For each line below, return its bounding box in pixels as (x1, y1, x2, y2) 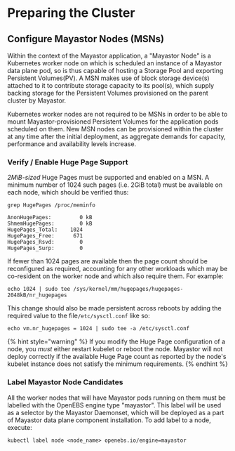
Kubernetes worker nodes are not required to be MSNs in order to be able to (7, 110, 228, 118)
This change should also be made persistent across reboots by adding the (7, 304, 222, 313)
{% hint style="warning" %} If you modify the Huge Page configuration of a (7, 337, 226, 346)
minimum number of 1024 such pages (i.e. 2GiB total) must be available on (7, 181, 223, 189)
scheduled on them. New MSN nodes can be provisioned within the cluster (7, 125, 224, 133)
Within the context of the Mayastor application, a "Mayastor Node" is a (7, 51, 212, 60)
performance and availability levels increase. (7, 140, 137, 148)
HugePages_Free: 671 (7, 233, 83, 240)
